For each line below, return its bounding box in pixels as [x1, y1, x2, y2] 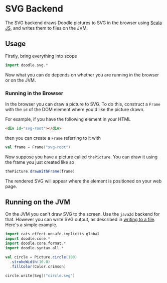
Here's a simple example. [5, 222, 58, 228]
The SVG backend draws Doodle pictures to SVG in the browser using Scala [5, 20, 162, 26]
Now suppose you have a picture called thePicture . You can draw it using [5, 154, 158, 160]
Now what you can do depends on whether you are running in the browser [5, 71, 159, 78]
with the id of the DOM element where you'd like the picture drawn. [5, 106, 145, 112]
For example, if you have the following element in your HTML [5, 116, 131, 122]
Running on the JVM [5, 198, 70, 206]
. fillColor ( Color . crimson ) [10, 264, 66, 269]
